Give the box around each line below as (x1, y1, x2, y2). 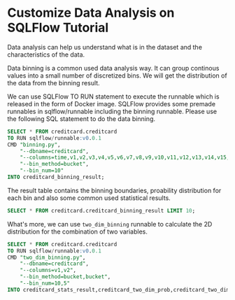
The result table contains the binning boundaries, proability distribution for (7, 186, 222, 194)
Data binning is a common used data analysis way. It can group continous (7, 64, 220, 72)
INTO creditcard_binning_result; (7, 173, 105, 181)
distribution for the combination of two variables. (7, 227, 148, 236)
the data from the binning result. (7, 78, 100, 87)
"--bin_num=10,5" (20, 280, 71, 287)
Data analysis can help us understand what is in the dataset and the (7, 43, 203, 51)
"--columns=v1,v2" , (20, 267, 77, 274)
